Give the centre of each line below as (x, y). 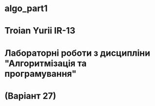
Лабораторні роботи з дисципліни (77, 53)
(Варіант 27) (30, 96)
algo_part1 (26, 9)
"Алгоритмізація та (46, 63)
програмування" (41, 74)
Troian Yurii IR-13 (40, 31)
